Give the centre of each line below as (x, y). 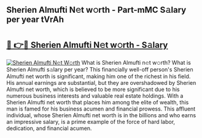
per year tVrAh (35, 20)
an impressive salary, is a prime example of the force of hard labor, (91, 122)
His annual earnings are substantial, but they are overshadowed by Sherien (101, 83)
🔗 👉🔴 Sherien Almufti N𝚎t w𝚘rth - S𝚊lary (87, 45)
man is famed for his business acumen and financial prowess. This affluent (101, 109)
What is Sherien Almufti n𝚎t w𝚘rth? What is (136, 63)
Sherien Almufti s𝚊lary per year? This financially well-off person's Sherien (100, 69)
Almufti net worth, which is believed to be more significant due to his (93, 89)
